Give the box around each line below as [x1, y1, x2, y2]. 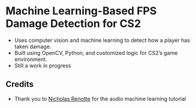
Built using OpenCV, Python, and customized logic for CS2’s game [14, 49, 178, 56]
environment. [14, 55, 47, 63]
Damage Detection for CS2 [5, 17, 141, 30]
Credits [5, 79, 34, 90]
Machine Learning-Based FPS [5, 4, 157, 18]
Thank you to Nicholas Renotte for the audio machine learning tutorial [14, 95, 186, 102]
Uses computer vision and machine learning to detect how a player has [14, 36, 190, 44]
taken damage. [14, 43, 52, 50]
